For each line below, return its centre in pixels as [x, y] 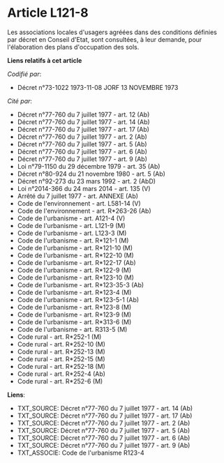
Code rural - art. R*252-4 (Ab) [61, 374]
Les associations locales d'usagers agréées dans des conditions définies [112, 32]
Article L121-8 [48, 13]
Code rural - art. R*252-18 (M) [61, 366]
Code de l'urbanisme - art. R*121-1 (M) [73, 240]
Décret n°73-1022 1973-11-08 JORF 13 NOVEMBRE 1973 [98, 87]
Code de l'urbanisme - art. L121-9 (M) [71, 225]
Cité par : [20, 101]
